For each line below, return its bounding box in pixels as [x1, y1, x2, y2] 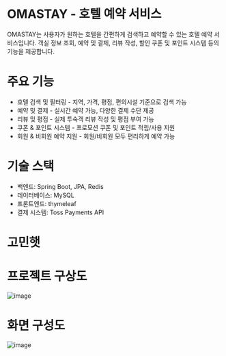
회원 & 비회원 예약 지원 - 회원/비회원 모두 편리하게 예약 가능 [16, 131, 175, 140]
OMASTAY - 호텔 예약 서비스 [7, 6, 162, 22]
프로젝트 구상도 [7, 268, 87, 284]
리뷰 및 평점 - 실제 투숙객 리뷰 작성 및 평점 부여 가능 [16, 114, 155, 123]
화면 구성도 [7, 318, 66, 333]
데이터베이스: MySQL [16, 191, 75, 199]
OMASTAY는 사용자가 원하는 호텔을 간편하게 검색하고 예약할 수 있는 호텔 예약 [7, 30, 213, 38]
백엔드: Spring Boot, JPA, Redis [16, 182, 104, 190]
